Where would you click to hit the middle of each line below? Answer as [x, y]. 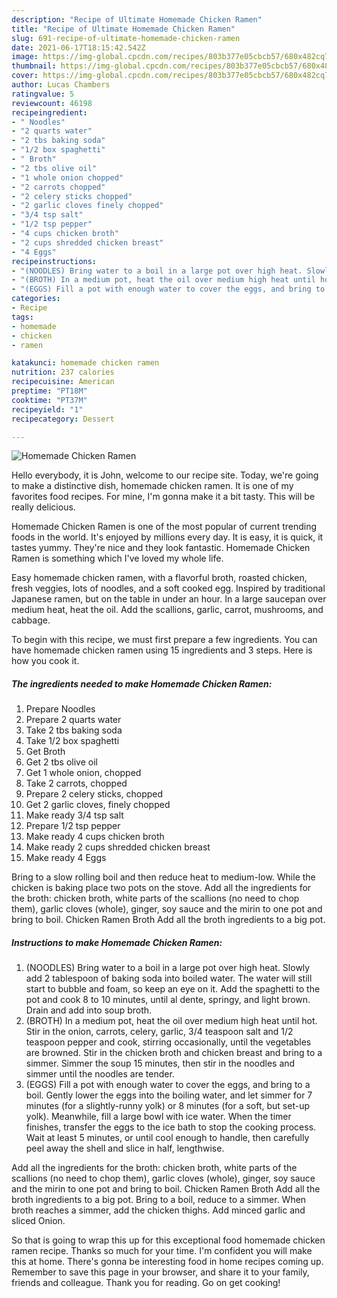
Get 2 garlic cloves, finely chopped [98, 805]
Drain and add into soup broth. [89, 1010]
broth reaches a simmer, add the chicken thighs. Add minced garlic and [158, 1210]
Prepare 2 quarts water [73, 720]
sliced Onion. [38, 1221]
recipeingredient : [49, 112]
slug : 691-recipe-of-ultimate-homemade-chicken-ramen [126, 38]
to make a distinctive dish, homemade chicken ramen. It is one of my [152, 486]
